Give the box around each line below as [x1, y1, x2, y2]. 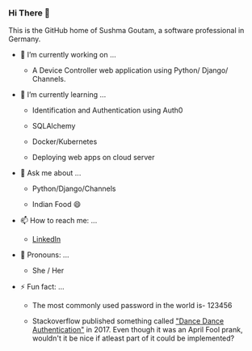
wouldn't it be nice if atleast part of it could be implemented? [31, 333, 235, 343]
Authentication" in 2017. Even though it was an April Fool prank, [31, 325, 243, 335]
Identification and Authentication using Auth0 [31, 105, 183, 116]
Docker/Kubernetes [31, 137, 98, 146]
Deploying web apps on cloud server [31, 153, 155, 163]
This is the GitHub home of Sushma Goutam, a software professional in [8, 26, 245, 36]
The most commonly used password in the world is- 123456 [31, 301, 233, 311]
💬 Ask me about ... [19, 168, 82, 178]
